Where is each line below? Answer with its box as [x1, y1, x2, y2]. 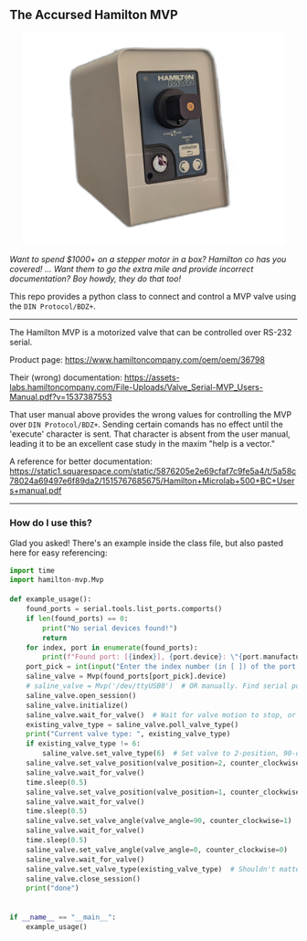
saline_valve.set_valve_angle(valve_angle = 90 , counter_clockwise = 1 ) [26, 817, 292, 826]
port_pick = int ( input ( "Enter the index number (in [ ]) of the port [26, 662, 297, 671]
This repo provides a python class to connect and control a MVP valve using [9, 291, 297, 302]
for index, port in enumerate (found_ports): [26, 643, 198, 652]
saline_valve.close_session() [26, 874, 142, 883]
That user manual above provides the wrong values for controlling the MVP [9, 409, 292, 420]
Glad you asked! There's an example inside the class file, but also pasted [9, 537, 284, 548]
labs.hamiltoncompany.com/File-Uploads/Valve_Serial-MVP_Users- [9, 382, 263, 393]
